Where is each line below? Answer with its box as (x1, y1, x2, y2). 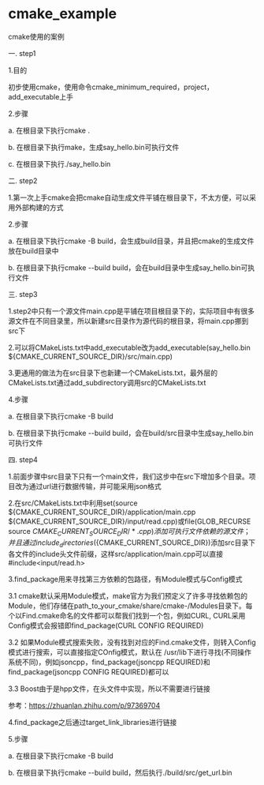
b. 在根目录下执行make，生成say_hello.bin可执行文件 (8, 142, 180, 152)
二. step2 (8, 175, 38, 186)
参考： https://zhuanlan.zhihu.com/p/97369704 (8, 700, 161, 710)
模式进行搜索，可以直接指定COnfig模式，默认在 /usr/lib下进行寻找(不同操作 (8, 647, 252, 656)
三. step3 (8, 289, 38, 299)
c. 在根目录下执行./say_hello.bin (8, 159, 111, 168)
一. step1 (8, 48, 36, 58)
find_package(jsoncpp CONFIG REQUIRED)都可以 (8, 667, 169, 676)
